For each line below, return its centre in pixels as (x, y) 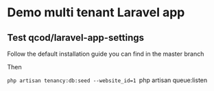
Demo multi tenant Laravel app (96, 13)
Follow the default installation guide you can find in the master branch (106, 54)
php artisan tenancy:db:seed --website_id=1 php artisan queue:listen (107, 80)
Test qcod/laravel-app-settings (76, 38)
